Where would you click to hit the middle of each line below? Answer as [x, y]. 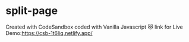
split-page [31, 11]
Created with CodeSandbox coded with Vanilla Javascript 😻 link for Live [94, 27]
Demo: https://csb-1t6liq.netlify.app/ [49, 33]
